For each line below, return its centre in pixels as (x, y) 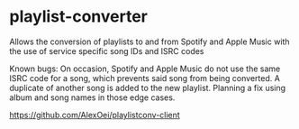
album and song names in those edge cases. (92, 97)
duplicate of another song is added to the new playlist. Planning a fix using (148, 88)
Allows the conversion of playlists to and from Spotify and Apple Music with (149, 41)
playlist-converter (79, 17)
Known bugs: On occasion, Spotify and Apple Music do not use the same (145, 69)
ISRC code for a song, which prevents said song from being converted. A (145, 78)
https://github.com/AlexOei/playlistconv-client (95, 115)
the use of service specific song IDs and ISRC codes (107, 51)
